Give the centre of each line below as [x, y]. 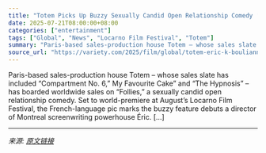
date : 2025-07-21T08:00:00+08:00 [63, 23]
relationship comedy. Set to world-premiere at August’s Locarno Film [120, 100]
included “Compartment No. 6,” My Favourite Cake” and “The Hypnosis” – [129, 83]
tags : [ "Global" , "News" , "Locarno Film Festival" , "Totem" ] [111, 38]
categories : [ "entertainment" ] [60, 30]
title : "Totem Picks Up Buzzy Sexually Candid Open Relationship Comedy [131, 15]
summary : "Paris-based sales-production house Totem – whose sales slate [133, 45]
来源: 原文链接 [31, 141]
